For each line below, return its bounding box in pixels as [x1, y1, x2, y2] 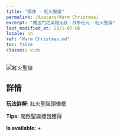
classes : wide [6, 47, 41, 53]
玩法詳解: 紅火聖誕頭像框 [6, 100, 67, 107]
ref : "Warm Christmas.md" [6, 36, 70, 42]
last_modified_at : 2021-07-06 [6, 25, 81, 31]
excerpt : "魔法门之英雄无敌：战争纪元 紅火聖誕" [6, 20, 116, 25]
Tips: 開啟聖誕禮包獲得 [6, 112, 62, 119]
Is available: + [6, 124, 41, 131]
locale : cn [6, 31, 33, 37]
